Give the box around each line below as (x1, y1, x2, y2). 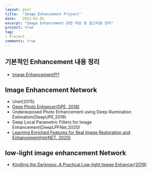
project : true (5, 25, 34, 30)
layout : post (5, 7, 32, 12)
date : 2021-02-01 (5, 16, 45, 21)
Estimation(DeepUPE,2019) (12, 114, 67, 120)
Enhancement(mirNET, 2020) (12, 135, 71, 141)
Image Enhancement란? (12, 71, 60, 78)
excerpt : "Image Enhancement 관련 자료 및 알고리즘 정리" (5, 20, 114, 26)
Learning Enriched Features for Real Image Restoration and (12, 129, 131, 136)
